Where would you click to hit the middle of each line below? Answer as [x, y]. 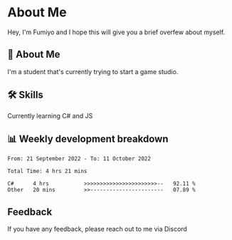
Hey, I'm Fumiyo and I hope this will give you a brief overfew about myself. [116, 32]
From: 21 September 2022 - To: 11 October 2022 [79, 159]
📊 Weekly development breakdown [88, 139]
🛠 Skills [26, 95]
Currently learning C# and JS [50, 115]
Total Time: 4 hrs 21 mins [47, 172]
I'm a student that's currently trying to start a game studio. [93, 71]
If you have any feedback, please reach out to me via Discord [97, 229]
